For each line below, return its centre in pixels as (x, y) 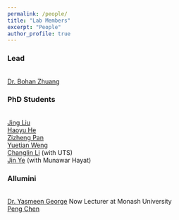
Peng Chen (24, 209)
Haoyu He (22, 130)
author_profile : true (39, 34)
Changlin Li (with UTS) (40, 152)
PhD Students (31, 100)
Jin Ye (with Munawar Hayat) (49, 160)
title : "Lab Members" (39, 21)
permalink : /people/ (38, 14)
